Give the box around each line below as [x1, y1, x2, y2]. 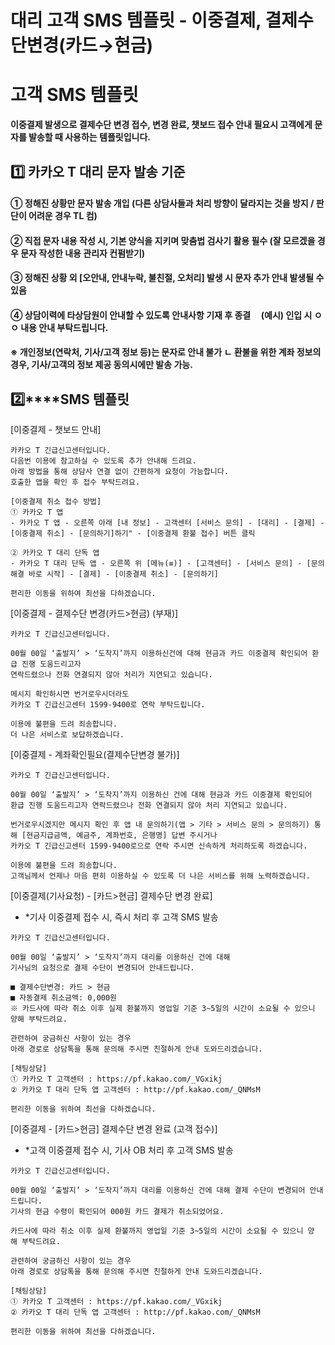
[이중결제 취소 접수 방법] [10, 497, 102, 507]
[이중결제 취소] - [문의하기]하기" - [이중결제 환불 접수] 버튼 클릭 [10, 529, 256, 539]
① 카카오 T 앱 [10, 507, 64, 518]
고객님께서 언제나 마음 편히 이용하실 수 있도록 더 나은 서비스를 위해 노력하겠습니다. [10, 871, 311, 881]
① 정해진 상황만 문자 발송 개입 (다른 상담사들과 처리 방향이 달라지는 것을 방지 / [10, 197, 315, 210]
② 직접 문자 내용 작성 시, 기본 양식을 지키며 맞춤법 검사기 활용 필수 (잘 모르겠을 [10, 234, 316, 246]
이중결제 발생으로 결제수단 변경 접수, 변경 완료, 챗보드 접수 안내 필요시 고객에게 [10, 119, 313, 131]
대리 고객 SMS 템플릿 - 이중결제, [10, 9, 262, 32]
